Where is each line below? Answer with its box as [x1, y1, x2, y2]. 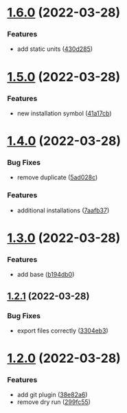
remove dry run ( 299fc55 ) [16, 398, 91, 406]
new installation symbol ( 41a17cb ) [16, 109, 112, 118]
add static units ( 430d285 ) [16, 45, 93, 53]
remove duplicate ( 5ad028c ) [16, 173, 98, 181]
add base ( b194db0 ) [16, 270, 75, 279]
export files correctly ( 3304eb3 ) [16, 326, 108, 335]
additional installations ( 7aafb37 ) [16, 206, 110, 214]
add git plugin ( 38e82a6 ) [16, 390, 88, 399]
